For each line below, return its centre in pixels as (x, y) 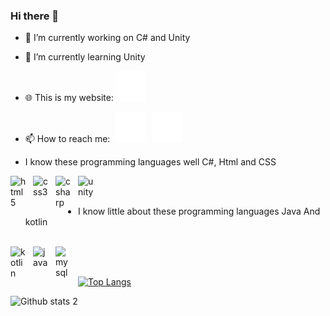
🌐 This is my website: (69, 98)
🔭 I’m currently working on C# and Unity (107, 38)
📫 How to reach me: (67, 139)
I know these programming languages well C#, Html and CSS (150, 162)
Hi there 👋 (35, 16)
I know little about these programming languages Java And (199, 211)
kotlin (36, 222)
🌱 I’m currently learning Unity (85, 57)
